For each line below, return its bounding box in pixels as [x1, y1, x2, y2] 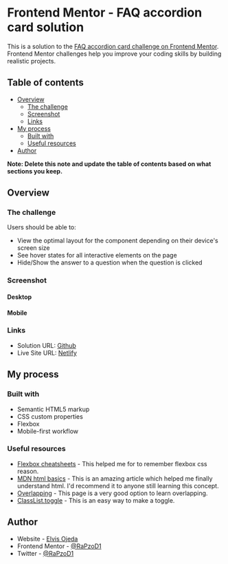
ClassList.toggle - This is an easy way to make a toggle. [16, 496, 175, 504]
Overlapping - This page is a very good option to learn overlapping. [16, 489, 208, 497]
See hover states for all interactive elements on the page [16, 251, 177, 260]
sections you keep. [7, 167, 63, 175]
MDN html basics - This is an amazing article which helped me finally [16, 474, 213, 483]
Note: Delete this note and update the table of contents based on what [7, 160, 212, 168]
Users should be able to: [7, 223, 77, 231]
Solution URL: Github [16, 341, 77, 349]
